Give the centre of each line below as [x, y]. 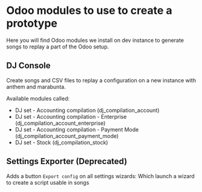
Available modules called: [38, 98]
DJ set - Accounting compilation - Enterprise [71, 116]
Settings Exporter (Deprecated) [67, 161]
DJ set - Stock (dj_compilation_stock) [61, 142]
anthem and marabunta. [36, 87]
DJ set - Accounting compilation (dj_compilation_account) [87, 110]
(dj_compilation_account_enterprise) [60, 123]
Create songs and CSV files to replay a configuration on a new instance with [101, 80]
